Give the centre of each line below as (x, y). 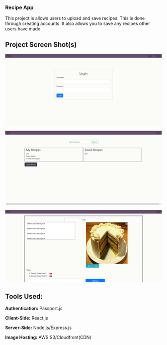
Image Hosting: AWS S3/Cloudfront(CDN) (48, 338)
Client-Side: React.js (27, 318)
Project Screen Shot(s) (41, 45)
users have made (23, 29)
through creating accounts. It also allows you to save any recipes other (78, 23)
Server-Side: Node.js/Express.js (39, 328)
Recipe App (19, 7)
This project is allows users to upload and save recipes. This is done (75, 18)
